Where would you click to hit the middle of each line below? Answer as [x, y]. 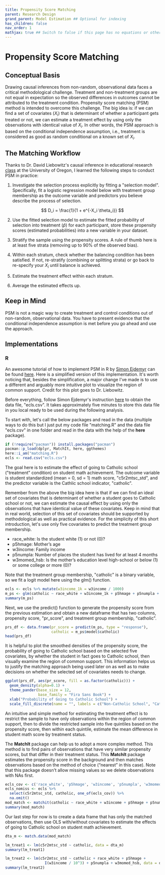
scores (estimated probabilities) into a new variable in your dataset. [80, 230]
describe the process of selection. [47, 201]
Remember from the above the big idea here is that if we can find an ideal [79, 493]
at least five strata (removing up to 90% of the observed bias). [75, 245]
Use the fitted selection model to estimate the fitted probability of [78, 220]
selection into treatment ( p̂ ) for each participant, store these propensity [84, 225]
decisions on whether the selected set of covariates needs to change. [76, 672]
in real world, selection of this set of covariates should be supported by [77, 514]
